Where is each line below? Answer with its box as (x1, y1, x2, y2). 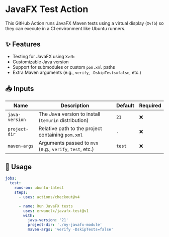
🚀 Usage (5, 162, 32, 171)
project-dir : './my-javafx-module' (27, 222, 102, 227)
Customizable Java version (12, 59, 69, 65)
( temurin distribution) (38, 116, 89, 124)
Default (116, 102, 135, 109)
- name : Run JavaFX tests (18, 203, 73, 209)
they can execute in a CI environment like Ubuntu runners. (5, 25, 126, 31)
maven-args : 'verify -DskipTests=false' (27, 227, 114, 232)
